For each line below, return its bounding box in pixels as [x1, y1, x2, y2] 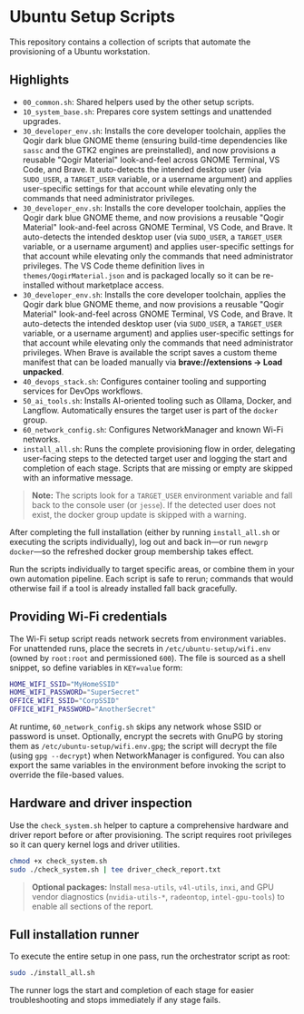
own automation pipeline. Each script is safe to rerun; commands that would [9, 573, 293, 584]
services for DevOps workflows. [22, 385, 143, 396]
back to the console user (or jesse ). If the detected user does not [31, 499, 277, 510]
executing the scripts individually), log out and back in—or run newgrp [9, 536, 269, 547]
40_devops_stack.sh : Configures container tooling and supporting [22, 375, 267, 386]
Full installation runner [9, 927, 140, 942]
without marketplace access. [55, 279, 165, 290]
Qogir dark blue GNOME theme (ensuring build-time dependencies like [22, 134, 288, 146]
